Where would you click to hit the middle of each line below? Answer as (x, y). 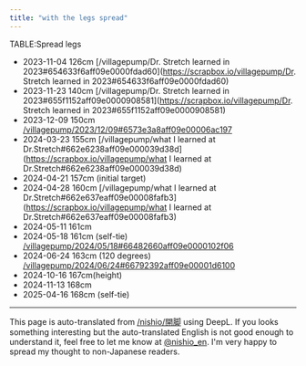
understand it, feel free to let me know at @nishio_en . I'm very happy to (143, 341)
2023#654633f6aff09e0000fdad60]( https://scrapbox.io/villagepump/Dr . (159, 71)
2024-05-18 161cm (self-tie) (75, 236)
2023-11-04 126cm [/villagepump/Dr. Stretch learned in (126, 61)
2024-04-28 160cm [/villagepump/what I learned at (119, 187)
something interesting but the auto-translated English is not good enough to (152, 332)
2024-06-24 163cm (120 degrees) (87, 256)
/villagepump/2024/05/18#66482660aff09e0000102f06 (128, 246)
